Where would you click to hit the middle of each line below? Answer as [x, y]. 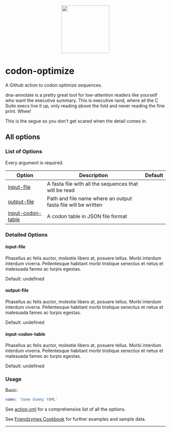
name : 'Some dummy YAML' [32, 399]
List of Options [24, 152]
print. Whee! [18, 111]
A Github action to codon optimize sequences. [54, 85]
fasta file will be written [75, 205]
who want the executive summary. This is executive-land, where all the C [82, 100]
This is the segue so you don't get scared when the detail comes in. [76, 121]
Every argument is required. [34, 162]
